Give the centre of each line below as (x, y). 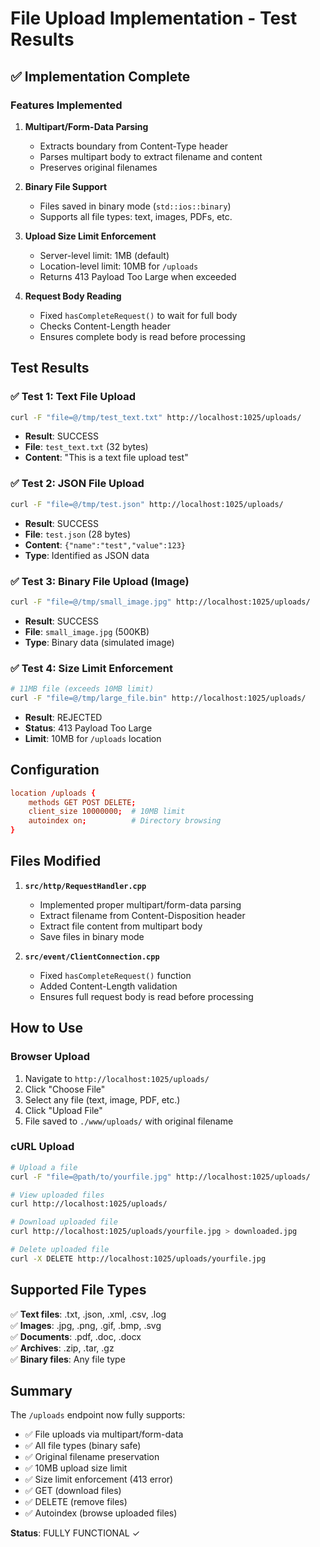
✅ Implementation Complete (100, 76)
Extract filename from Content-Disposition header (142, 915)
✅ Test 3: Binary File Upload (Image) (100, 581)
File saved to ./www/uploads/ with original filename (129, 1121)
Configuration (55, 770)
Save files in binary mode (92, 936)
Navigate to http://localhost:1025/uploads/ (117, 1078)
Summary (41, 1391)
